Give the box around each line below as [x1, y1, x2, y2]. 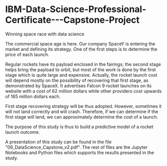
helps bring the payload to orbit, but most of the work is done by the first [5, 67, 156, 73]
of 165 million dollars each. [5, 93, 61, 99]
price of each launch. [5, 51, 49, 58]
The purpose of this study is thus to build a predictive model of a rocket [5, 124, 153, 130]
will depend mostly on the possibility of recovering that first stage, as [5, 77, 148, 83]
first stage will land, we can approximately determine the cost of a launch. [5, 114, 158, 120]
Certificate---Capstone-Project [5, 14, 140, 26]
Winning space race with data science [5, 31, 85, 37]
